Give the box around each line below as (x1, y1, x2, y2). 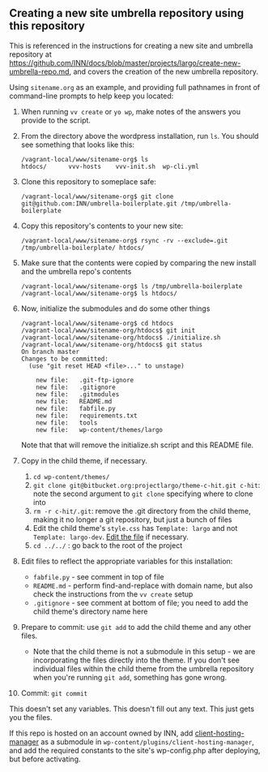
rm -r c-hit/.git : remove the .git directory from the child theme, (32, 506, 251, 515)
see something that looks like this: (20, 140, 135, 149)
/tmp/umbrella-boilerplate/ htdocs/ (20, 244, 145, 252)
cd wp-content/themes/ (32, 472, 110, 481)
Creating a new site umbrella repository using (9, 6, 245, 20)
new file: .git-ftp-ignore (36, 376, 134, 384)
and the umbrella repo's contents (20, 266, 132, 276)
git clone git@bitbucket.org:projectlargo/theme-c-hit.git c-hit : (32, 480, 261, 490)
